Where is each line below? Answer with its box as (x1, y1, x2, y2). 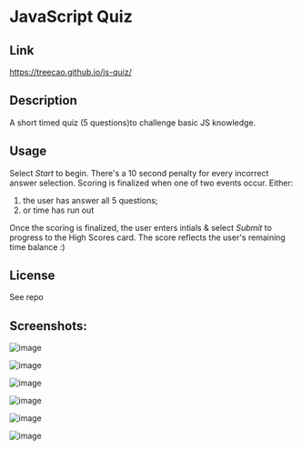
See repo (9, 292, 44, 303)
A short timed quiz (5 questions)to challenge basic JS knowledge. (9, 116, 257, 128)
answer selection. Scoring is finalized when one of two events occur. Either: (9, 177, 294, 188)
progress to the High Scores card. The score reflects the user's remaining (9, 232, 287, 243)
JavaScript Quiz (9, 6, 134, 27)
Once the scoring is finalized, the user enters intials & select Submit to (9, 222, 273, 233)
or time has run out (22, 205, 95, 215)
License (9, 268, 55, 284)
